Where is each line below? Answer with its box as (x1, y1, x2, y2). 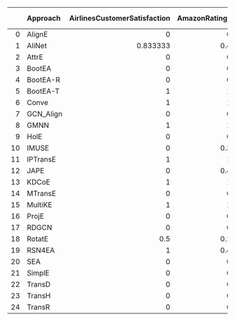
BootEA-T (27, 87, 60, 96)
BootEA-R (27, 75, 61, 85)
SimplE (27, 269, 50, 278)
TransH (27, 291, 51, 300)
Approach (27, 13, 61, 23)
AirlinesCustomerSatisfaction (69, 13, 171, 23)
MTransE (27, 189, 57, 198)
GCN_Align (27, 109, 63, 118)
